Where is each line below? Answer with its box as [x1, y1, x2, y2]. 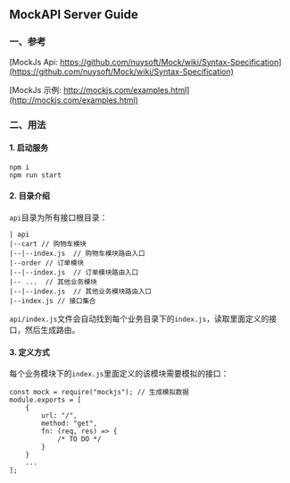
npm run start [9, 170, 62, 180]
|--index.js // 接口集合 [9, 297, 96, 306]
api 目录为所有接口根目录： [9, 212, 108, 223]
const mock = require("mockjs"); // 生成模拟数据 [9, 388, 189, 397]
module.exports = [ [9, 395, 82, 405]
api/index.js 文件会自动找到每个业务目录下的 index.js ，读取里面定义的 [9, 313, 269, 325]
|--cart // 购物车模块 [9, 240, 87, 249]
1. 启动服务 [9, 142, 49, 153]
